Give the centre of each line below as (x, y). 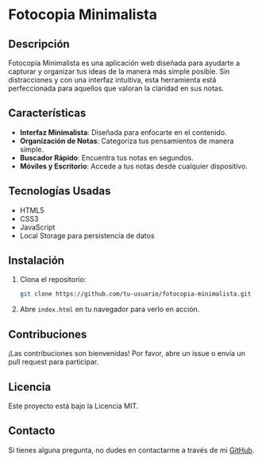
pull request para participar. (54, 362)
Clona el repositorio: (53, 280)
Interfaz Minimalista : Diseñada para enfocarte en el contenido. (123, 132)
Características (47, 113)
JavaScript (37, 227)
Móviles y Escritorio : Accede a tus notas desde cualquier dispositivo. (134, 166)
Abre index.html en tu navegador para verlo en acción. (110, 309)
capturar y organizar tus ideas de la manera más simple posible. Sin (119, 71)
